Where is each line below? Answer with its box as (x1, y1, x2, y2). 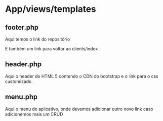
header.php (5, 60, 42, 69)
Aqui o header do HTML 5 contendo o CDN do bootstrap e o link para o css (5, 73, 159, 79)
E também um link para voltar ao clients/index (5, 46, 98, 51)
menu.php (5, 93, 38, 101)
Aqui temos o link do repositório (5, 36, 70, 42)
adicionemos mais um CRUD (5, 111, 63, 117)
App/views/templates (5, 3, 96, 15)
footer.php (5, 23, 39, 32)
